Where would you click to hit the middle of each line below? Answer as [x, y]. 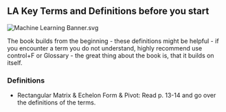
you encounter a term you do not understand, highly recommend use [105, 48]
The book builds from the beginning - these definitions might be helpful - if [113, 41]
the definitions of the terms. [56, 102]
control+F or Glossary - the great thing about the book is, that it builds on [111, 55]
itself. [15, 62]
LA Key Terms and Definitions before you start [108, 11]
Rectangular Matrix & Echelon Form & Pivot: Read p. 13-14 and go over [116, 96]
